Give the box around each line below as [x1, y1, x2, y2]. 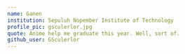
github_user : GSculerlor [7, 36, 80, 43]
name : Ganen [7, 10, 42, 18]
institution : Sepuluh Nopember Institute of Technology [7, 17, 174, 24]
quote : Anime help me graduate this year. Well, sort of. [7, 29, 180, 37]
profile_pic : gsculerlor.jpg [7, 23, 92, 30]
